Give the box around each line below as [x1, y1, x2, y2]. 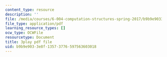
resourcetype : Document [5, 35, 55, 40]
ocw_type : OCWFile [5, 30, 43, 35]
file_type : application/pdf [5, 21, 64, 26]
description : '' [5, 12, 39, 17]
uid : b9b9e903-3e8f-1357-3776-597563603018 [5, 44, 97, 49]
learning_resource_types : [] [5, 26, 66, 31]
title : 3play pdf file [5, 40, 52, 45]
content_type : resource [5, 7, 55, 12]
